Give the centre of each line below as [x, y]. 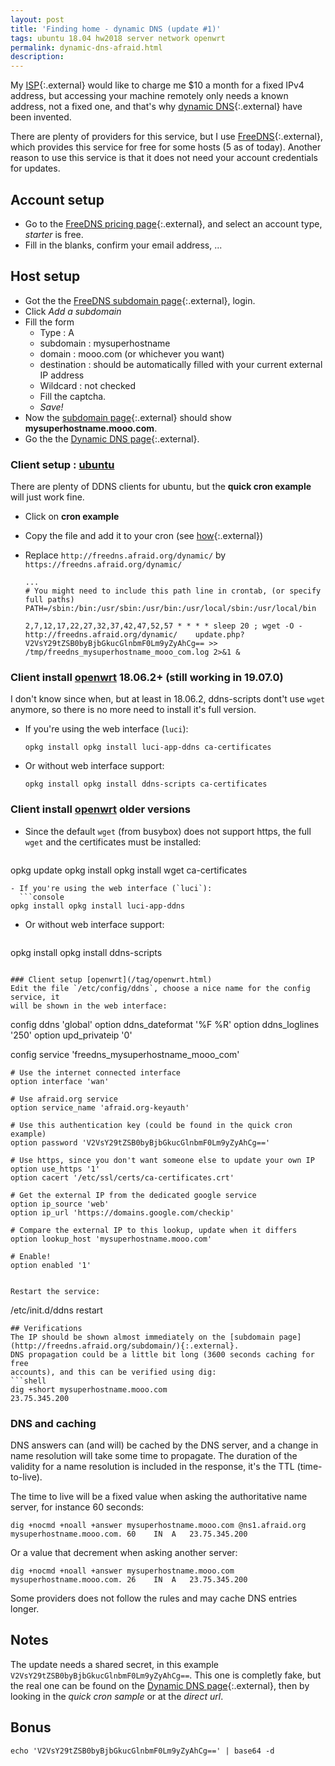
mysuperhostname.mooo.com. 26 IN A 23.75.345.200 [129, 1579]
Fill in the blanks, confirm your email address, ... [123, 245]
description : [37, 57]
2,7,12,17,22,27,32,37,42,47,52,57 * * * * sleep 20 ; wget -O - [163, 626]
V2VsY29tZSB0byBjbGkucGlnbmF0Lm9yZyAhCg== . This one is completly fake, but [166, 1675]
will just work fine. [47, 497]
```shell [28, 1381]
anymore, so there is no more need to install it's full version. [133, 710]
